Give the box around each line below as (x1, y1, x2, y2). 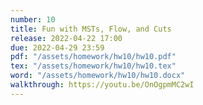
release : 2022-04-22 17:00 (10, 33, 123, 43)
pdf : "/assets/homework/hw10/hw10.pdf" (10, 52, 177, 62)
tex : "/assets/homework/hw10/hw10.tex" (10, 61, 177, 71)
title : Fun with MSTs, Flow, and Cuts (10, 24, 172, 34)
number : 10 (10, 14, 56, 25)
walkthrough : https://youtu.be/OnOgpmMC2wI (10, 80, 195, 90)
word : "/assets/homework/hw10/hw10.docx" (10, 71, 186, 81)
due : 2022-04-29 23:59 (10, 42, 105, 53)
